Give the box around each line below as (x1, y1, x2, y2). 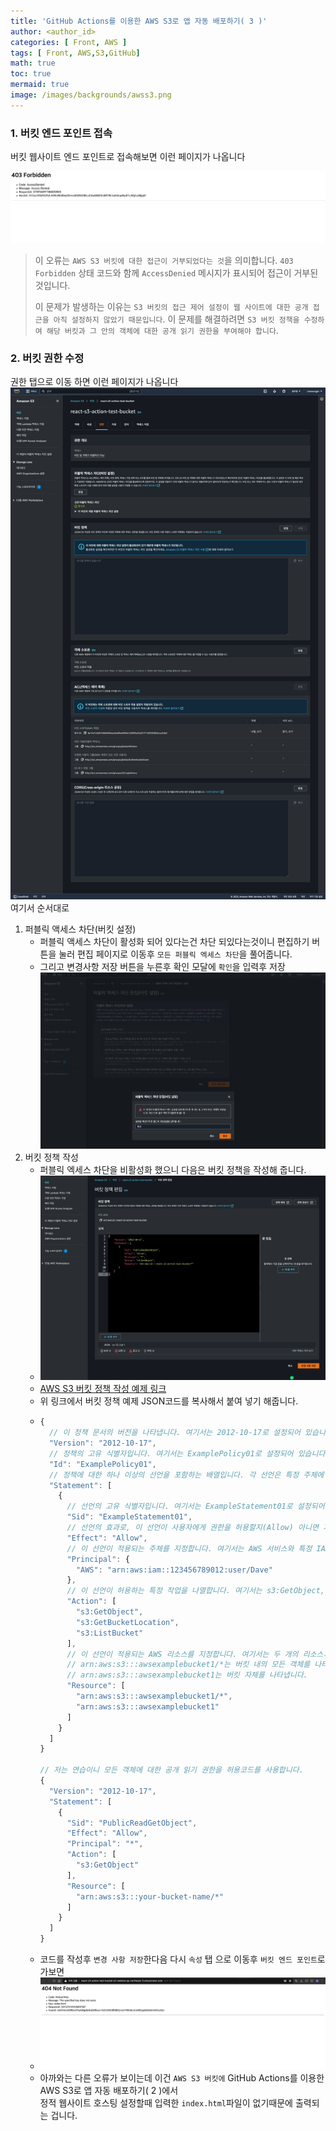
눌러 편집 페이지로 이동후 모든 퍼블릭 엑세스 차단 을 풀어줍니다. (58, 948, 293, 960)
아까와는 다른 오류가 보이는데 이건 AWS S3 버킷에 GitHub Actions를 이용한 (39, 2072, 325, 2084)
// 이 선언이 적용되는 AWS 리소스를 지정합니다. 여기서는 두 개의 (66, 1649, 299, 1659)
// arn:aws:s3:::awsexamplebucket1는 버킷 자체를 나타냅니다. (66, 1670, 308, 1680)
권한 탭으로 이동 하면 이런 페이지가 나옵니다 (10, 376, 179, 388)
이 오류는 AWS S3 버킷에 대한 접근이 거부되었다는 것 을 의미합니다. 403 (34, 254, 294, 266)
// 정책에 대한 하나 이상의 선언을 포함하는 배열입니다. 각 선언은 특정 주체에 (48, 1470, 325, 1480)
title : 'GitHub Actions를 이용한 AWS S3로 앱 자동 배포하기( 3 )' (10, 16, 268, 26)
